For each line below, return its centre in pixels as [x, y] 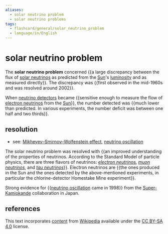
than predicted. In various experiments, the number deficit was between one [84, 108]
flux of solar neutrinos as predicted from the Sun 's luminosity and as [76, 77]
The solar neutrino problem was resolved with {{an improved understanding [83, 151]
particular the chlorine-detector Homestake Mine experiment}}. [71, 178]
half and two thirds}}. [27, 113]
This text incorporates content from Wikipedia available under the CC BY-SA [84, 221]
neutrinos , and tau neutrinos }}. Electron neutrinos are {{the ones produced [82, 167]
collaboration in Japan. [55, 193]
